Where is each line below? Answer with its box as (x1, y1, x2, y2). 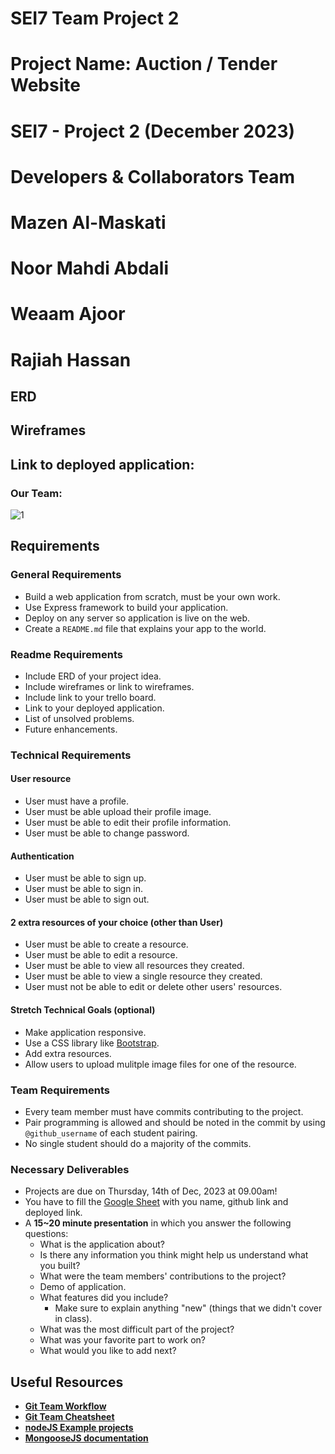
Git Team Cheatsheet (24, 1411, 115, 1423)
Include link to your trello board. (24, 691, 157, 703)
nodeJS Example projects (24, 1422, 134, 1434)
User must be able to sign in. (24, 883, 144, 895)
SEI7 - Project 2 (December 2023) (10, 120, 296, 142)
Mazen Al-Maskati (10, 211, 167, 234)
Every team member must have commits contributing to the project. (24, 1105, 304, 1117)
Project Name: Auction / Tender (10, 53, 278, 76)
